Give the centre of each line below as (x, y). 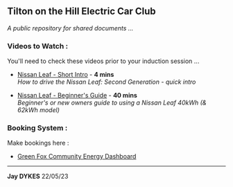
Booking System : (37, 128)
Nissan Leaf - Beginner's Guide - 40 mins (77, 96)
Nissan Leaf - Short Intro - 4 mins (66, 75)
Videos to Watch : (38, 46)
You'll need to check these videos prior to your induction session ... (103, 61)
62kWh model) (38, 110)
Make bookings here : (38, 143)
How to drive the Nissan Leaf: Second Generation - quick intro (106, 82)
